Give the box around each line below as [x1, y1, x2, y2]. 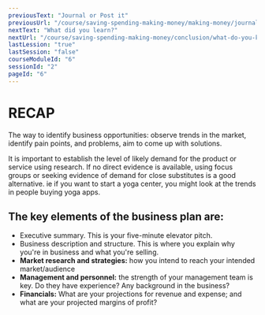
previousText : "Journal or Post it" [8, 11, 129, 20]
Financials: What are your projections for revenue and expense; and [19, 289, 242, 299]
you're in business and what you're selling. [19, 247, 159, 257]
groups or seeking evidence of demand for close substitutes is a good [8, 170, 237, 180]
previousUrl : [8, 19, 51, 27]
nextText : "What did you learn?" [8, 26, 118, 34]
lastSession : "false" [8, 48, 80, 56]
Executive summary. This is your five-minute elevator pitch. [19, 231, 213, 240]
